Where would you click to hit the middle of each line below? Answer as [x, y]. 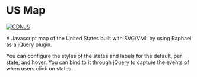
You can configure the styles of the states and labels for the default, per [94, 56]
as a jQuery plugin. [29, 44]
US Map [26, 10]
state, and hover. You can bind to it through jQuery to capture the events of [98, 62]
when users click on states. [39, 68]
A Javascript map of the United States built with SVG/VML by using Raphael [99, 38]
